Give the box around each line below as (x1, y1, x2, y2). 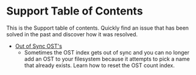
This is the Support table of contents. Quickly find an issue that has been (6, 24, 189, 31)
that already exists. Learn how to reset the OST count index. (24, 62, 175, 69)
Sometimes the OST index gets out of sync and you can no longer (24, 48, 190, 56)
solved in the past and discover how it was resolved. (6, 30, 138, 37)
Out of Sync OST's (15, 42, 63, 50)
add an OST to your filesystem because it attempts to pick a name (24, 55, 190, 62)
